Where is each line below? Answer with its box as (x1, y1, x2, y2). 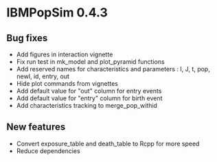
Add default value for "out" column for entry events (16, 87, 162, 95)
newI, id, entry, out (16, 72, 70, 80)
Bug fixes (6, 32, 48, 44)
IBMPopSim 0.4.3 (6, 5, 108, 21)
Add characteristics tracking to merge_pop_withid (16, 102, 157, 109)
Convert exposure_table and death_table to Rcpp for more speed (16, 139, 200, 148)
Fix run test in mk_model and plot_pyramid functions (16, 58, 165, 66)
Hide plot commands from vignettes (16, 80, 118, 87)
